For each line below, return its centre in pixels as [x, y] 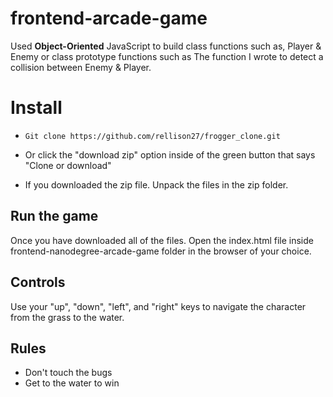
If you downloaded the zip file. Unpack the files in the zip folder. [156, 184]
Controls [38, 282]
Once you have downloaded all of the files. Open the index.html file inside [162, 240]
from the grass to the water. [67, 317]
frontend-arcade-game [109, 18]
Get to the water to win [72, 383]
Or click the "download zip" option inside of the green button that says [170, 154]
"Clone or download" [68, 165]
